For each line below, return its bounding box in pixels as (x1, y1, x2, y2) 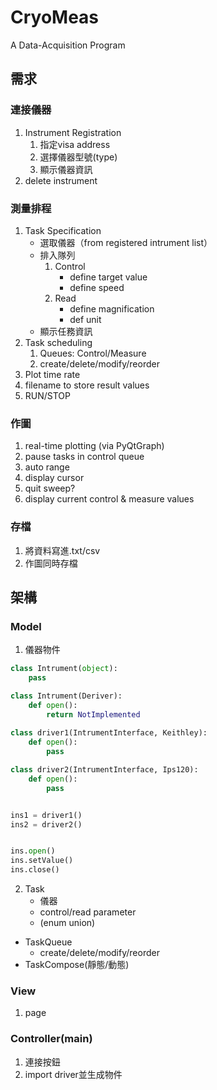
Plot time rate (24, 368, 81, 380)
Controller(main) (10, 1032, 93, 1046)
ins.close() (10, 865, 60, 875)
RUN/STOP (24, 389, 71, 401)
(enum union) (39, 917, 96, 929)
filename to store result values (24, 379, 150, 391)
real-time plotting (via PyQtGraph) (24, 440, 165, 452)
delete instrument (24, 174, 98, 186)
